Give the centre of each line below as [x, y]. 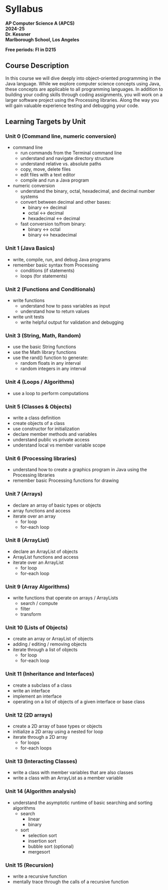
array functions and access [41, 510]
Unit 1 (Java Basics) [30, 248]
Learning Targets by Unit [46, 122]
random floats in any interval [50, 363]
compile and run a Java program [55, 180]
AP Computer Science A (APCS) [40, 23]
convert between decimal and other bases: [66, 202]
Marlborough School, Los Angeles [42, 40]
